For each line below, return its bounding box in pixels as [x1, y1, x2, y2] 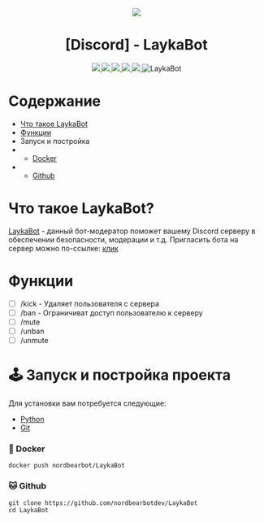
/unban [19, 326, 45, 336]
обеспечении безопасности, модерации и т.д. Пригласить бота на [8, 234, 239, 244]
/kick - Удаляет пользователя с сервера [19, 298, 160, 308]
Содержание [8, 92, 102, 111]
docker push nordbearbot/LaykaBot [8, 462, 126, 470]
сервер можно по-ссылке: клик [8, 243, 119, 253]
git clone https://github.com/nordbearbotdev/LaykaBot [8, 498, 198, 507]
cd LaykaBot [8, 506, 49, 514]
